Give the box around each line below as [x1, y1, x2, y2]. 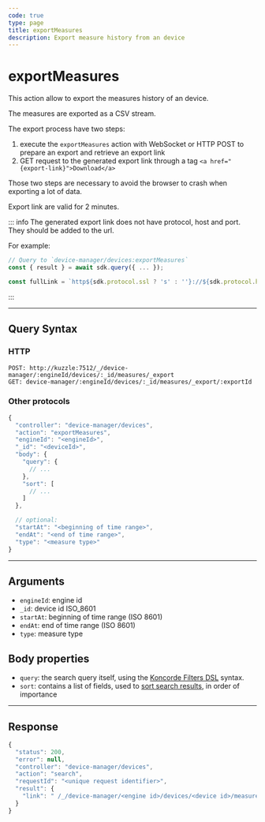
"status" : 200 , [15, 748, 65, 756]
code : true [8, 11, 44, 20]
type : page [8, 19, 44, 27]
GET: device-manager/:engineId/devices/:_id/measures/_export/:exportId [8, 378, 252, 386]
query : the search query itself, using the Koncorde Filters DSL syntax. [19, 673, 244, 682]
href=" [210, 158, 232, 166]
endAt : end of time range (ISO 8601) [19, 621, 136, 630]
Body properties [8, 652, 90, 665]
